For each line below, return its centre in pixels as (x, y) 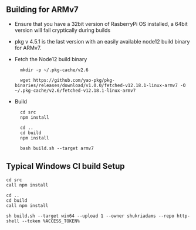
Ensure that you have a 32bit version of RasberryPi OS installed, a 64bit (101, 24)
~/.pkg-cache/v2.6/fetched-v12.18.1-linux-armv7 (75, 91)
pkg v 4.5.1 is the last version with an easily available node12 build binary (102, 41)
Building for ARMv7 (42, 10)
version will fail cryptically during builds (62, 30)
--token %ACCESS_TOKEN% (51, 221)
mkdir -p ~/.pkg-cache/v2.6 (55, 70)
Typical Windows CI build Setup (65, 166)
